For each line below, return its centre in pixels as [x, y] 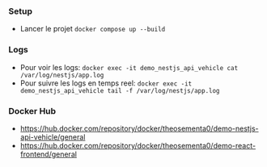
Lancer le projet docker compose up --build [93, 29]
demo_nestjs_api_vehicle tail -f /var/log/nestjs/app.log [120, 90]
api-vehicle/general [53, 137]
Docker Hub [32, 111]
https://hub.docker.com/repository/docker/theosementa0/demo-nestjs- [139, 128]
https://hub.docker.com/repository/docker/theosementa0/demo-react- [138, 145]
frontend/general [48, 154]
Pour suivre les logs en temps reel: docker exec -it [106, 83]
